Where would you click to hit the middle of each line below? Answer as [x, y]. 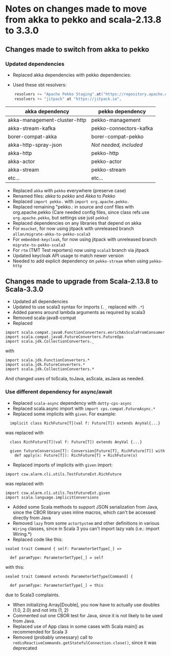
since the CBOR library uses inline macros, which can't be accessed [84, 512]
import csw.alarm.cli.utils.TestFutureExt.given [58, 493]
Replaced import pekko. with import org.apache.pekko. [71, 201]
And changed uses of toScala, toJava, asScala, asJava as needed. [75, 379]
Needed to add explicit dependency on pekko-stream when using [80, 261]
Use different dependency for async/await [59, 392]
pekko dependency [122, 111]
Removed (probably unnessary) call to [53, 637]
